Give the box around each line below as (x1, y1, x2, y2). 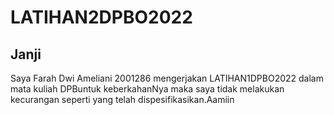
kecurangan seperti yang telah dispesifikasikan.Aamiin (10, 94, 235, 105)
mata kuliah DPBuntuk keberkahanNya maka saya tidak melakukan (10, 83, 285, 95)
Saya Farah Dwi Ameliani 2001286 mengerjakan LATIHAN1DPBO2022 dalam (10, 72, 324, 84)
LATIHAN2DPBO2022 (10, 6, 193, 29)
